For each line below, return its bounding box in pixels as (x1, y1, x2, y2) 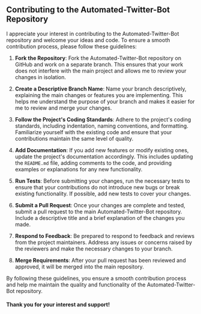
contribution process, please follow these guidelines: (6, 43, 137, 50)
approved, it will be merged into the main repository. (14, 263, 144, 270)
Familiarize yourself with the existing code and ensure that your (14, 128, 172, 135)
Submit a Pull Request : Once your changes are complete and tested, (14, 201, 186, 209)
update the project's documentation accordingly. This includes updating (14, 153, 193, 160)
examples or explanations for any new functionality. (14, 165, 143, 173)
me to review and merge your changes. (14, 104, 112, 111)
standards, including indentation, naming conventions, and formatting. (14, 122, 189, 129)
